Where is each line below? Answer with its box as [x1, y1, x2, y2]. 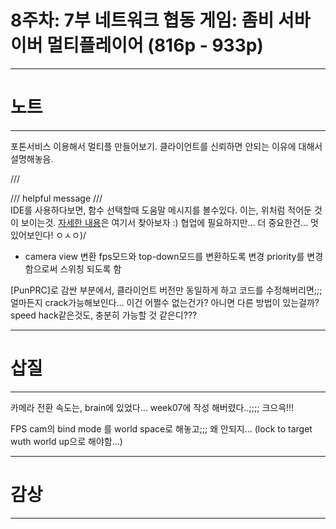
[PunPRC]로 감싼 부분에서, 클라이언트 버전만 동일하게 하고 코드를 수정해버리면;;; [10, 284, 323, 296]
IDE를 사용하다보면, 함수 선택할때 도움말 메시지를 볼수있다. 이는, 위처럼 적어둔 [10, 204, 312, 216]
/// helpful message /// [10, 192, 103, 204]
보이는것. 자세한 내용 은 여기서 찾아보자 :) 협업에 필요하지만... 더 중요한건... [20, 216, 309, 228]
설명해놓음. [10, 152, 54, 165]
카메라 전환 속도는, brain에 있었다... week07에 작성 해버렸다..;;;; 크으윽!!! [10, 401, 295, 413]
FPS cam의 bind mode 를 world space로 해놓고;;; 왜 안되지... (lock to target [10, 422, 313, 435]
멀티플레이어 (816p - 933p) [46, 34, 264, 57]
